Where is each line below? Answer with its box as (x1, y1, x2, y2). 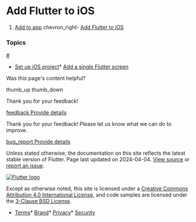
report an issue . (6, 162, 44, 169)
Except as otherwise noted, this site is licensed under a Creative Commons (6, 185, 188, 192)
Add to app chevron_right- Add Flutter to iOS (14, 24, 124, 31)
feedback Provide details (6, 109, 67, 116)
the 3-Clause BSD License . (6, 198, 72, 205)
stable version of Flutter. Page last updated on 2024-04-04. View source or (6, 156, 190, 163)
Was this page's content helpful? (6, 75, 86, 82)
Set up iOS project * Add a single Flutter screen (14, 63, 129, 70)
